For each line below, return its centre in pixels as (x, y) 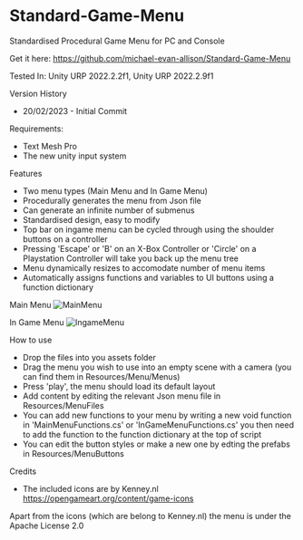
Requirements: (36, 129)
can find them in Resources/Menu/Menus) (101, 376)
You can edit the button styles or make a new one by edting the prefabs (156, 444)
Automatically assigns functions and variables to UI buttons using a (148, 277)
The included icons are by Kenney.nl (90, 488)
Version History (39, 93)
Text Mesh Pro (49, 146)
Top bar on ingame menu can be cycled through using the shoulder (148, 229)
